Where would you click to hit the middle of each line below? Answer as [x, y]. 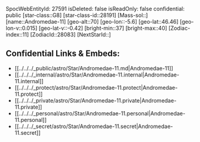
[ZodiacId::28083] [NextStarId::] [70, 35]
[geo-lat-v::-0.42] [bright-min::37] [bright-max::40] [103, 28]
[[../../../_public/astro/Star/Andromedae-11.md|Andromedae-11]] [94, 68]
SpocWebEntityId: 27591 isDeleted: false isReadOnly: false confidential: [95, 9]
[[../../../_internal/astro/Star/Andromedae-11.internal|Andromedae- [97, 75]
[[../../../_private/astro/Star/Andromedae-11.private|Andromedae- [95, 100]
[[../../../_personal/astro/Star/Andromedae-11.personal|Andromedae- [100, 113]
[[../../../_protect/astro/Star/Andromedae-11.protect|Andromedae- [96, 87]
